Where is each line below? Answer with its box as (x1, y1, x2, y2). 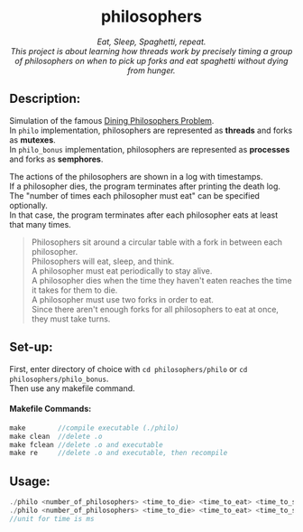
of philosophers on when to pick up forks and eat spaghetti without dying (14, 55, 289, 66)
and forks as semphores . (9, 154, 104, 164)
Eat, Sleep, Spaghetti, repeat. (96, 36, 207, 47)
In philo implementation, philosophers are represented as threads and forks (9, 125, 293, 135)
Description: (9, 91, 81, 107)
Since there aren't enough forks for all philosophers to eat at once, (31, 303, 280, 314)
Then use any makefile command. (9, 382, 135, 394)
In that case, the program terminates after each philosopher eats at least (9, 210, 279, 220)
